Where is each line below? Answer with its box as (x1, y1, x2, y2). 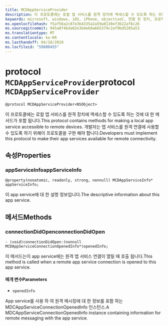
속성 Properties (5, 151, 51, 160)
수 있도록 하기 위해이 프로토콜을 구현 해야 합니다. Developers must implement (5, 130, 157, 136)
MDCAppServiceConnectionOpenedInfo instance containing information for (5, 310, 161, 316)
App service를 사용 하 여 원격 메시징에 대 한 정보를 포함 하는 (5, 298, 123, 304)
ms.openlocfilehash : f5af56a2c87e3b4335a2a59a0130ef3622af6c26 (5, 21, 140, 26)
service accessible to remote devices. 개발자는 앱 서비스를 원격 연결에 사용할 (5, 123, 159, 130)
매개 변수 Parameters (5, 276, 47, 282)
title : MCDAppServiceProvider (5, 7, 68, 12)
